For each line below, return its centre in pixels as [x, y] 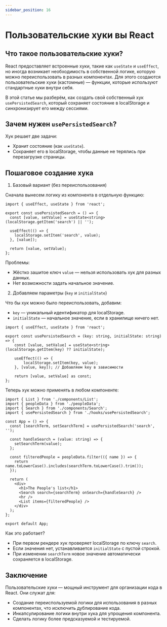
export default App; [27, 524]
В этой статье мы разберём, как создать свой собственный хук [74, 97]
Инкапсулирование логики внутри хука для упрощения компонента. [87, 614]
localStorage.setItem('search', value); [57, 236]
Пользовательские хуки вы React [80, 35]
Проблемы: [18, 262]
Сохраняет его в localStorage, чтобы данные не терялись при [79, 152]
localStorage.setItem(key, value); [61, 363]
